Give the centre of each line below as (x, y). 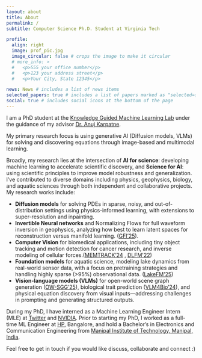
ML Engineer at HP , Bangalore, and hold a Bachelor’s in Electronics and (106, 324)
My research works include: (41, 192)
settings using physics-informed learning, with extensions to (119, 210)
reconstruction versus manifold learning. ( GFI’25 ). (77, 236)
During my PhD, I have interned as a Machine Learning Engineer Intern (93, 311)
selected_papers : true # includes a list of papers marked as (86, 95)
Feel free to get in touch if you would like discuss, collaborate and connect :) (101, 348)
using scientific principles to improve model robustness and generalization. (99, 173)
